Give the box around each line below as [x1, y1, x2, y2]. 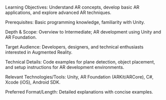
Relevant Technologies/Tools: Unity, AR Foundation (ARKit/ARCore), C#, [5, 74, 154, 79]
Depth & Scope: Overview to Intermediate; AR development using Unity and [5, 29, 161, 34]
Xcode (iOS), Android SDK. [5, 79, 61, 85]
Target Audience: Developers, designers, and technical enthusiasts [5, 44, 144, 49]
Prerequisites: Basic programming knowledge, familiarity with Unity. [5, 19, 145, 25]
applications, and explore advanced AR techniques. [5, 9, 112, 15]
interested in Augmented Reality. [5, 49, 73, 55]
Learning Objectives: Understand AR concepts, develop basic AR [5, 4, 139, 10]
